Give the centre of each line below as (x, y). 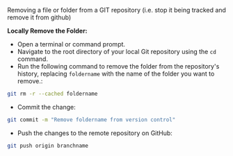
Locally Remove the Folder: (48, 31)
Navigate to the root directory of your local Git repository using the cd (117, 52)
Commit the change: (47, 107)
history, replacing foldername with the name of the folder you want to (116, 73)
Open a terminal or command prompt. (71, 44)
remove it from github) (39, 17)
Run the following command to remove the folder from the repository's (118, 66)
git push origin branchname (48, 146)
